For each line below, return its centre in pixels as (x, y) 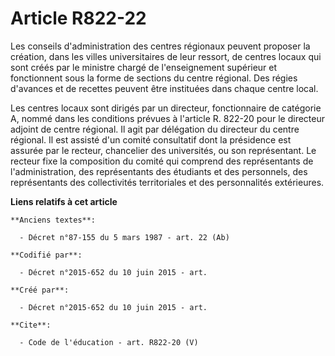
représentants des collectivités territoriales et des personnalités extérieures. (167, 182)
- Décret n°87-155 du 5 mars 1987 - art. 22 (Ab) (124, 237)
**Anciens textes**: (53, 220)
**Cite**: (31, 325)
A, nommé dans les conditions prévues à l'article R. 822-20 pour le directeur (168, 118)
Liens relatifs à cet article (64, 201)
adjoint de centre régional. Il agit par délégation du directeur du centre (155, 129)
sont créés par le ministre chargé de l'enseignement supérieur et (144, 67)
